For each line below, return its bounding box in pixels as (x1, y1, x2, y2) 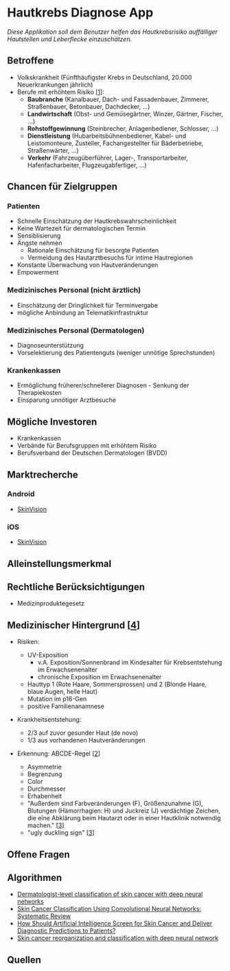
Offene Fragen (7, 849, 70, 860)
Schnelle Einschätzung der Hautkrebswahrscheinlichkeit (16, 217, 177, 225)
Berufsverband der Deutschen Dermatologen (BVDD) (16, 449, 168, 457)
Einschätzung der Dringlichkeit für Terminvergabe (16, 301, 158, 309)
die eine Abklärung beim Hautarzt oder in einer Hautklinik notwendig (27, 814, 221, 822)
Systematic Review (16, 912, 71, 920)
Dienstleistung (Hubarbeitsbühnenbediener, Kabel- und (27, 131, 187, 140)
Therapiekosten (16, 389, 62, 397)
